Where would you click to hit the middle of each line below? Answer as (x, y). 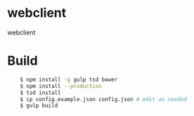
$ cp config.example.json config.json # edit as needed (104, 99)
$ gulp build (39, 106)
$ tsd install (40, 93)
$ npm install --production (61, 86)
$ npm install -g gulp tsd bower (69, 79)
